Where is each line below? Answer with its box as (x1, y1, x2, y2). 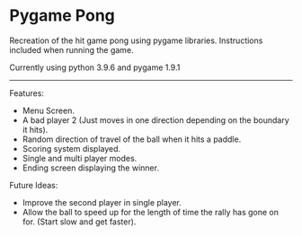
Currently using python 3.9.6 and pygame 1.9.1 (9, 62, 181, 73)
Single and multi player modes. (22, 153, 138, 163)
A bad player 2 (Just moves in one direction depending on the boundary (22, 114, 289, 126)
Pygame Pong (9, 5, 115, 26)
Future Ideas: (9, 179, 58, 190)
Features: (9, 87, 45, 99)
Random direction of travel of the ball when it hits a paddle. (22, 134, 242, 144)
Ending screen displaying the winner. (22, 162, 160, 173)
